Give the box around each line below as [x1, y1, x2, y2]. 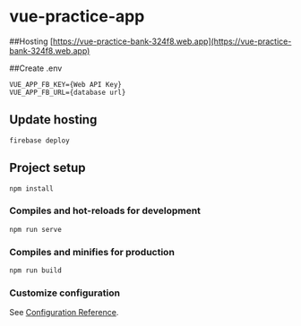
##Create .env [9, 63, 63, 73]
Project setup [9, 160, 87, 176]
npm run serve [9, 225, 63, 234]
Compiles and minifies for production [9, 245, 175, 258]
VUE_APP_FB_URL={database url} [9, 88, 126, 97]
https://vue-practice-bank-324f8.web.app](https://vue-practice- [52, 36, 292, 47]
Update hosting [9, 112, 98, 127]
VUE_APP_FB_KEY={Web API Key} [9, 80, 123, 89]
